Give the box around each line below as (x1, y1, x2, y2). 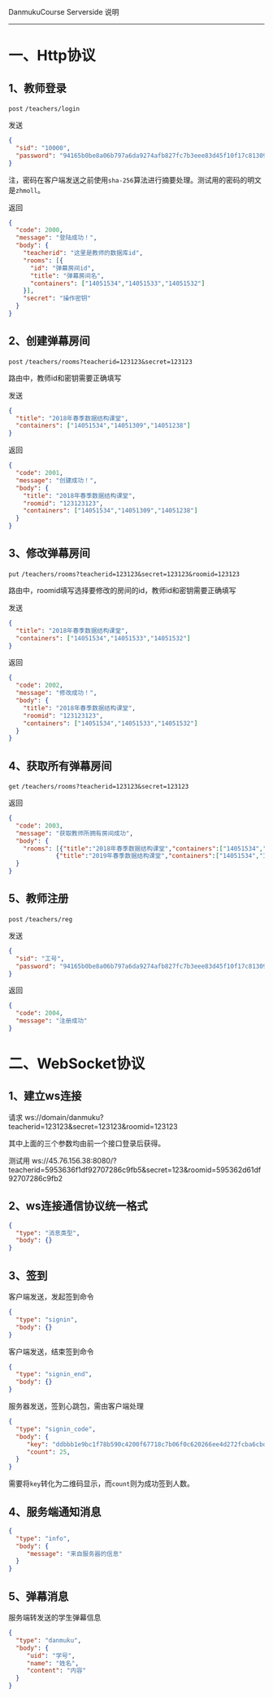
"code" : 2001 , (15, 469, 63, 477)
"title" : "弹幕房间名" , (29, 271, 105, 279)
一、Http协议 (8, 46, 96, 65)
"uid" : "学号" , (26, 1651, 76, 1660)
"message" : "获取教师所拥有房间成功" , (15, 829, 134, 838)
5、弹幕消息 (8, 1589, 69, 1603)
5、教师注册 (8, 891, 69, 906)
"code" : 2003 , (15, 821, 63, 829)
